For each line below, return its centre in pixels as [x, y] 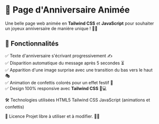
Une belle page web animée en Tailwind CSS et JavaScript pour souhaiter [79, 23]
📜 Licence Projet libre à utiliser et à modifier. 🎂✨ [53, 116]
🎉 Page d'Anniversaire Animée [67, 10]
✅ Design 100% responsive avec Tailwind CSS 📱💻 [56, 88]
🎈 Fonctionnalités [32, 44]
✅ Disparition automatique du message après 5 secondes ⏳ [65, 63]
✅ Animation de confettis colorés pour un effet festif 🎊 [59, 82]
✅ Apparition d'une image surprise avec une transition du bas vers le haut [79, 70]
